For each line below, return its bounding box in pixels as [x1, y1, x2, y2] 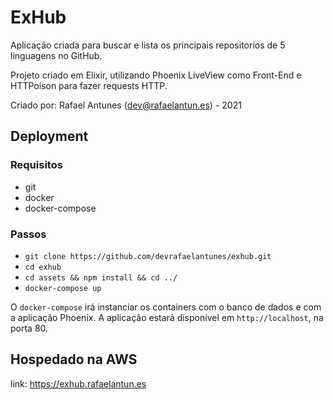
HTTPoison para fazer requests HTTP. [10, 79, 168, 91]
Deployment [10, 128, 89, 145]
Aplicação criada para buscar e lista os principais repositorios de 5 [10, 39, 286, 51]
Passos [10, 227, 47, 241]
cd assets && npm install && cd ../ [24, 272, 178, 283]
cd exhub [24, 262, 62, 272]
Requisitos [10, 158, 63, 172]
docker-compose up [24, 283, 102, 293]
